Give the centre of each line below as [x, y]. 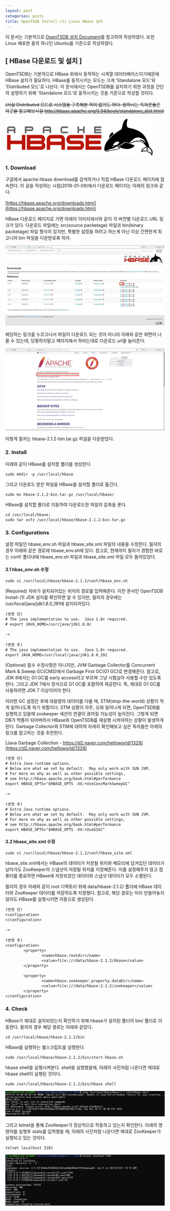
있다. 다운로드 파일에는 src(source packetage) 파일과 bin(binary [79, 225]
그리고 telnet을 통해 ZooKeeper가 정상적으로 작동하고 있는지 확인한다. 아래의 [81, 1125]
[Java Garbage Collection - [33, 743]
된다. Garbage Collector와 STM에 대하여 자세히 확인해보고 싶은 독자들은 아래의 [84, 726]
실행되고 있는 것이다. [26, 1138]
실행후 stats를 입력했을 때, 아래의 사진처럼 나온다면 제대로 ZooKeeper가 [90, 1132]
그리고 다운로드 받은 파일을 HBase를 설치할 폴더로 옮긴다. [62, 484]
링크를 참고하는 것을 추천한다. [34, 733]
